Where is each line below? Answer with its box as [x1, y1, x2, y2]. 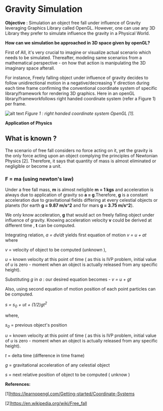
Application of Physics [5, 120, 53, 126]
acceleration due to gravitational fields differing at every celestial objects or [5, 197, 158, 203]
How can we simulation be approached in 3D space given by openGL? [5, 39, 150, 45]
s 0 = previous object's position [5, 322, 67, 329]
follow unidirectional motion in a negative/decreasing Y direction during [5, 80, 150, 86]
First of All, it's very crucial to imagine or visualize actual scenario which [5, 49, 151, 55]
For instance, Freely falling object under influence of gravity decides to [5, 75, 149, 80]
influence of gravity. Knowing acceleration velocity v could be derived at [5, 217, 152, 223]
